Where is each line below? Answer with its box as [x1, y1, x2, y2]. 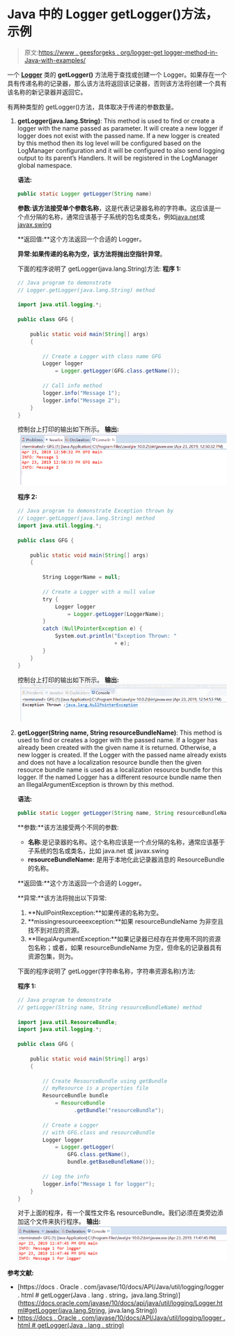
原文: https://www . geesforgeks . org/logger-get [24, 48, 163, 57]
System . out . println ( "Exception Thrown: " [54, 633, 177, 640]
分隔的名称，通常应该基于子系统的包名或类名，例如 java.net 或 [29, 212, 205, 220]
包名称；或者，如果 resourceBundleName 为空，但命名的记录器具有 [27, 943, 222, 952]
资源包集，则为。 [27, 952, 77, 960]
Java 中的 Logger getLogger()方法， [7, 6, 218, 22]
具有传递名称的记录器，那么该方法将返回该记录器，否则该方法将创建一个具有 [7, 79, 227, 87]
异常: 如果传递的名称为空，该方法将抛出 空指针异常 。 [17, 249, 166, 258]
